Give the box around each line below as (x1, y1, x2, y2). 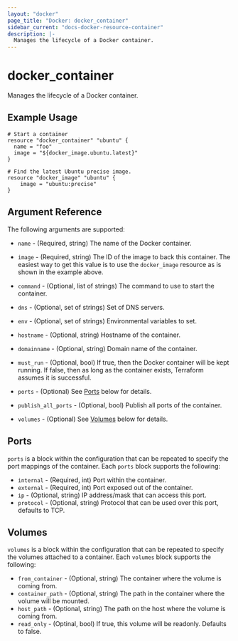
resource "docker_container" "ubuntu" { (7, 137, 129, 144)
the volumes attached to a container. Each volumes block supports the (7, 553, 212, 561)
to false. (17, 627, 42, 636)
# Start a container (7, 130, 69, 137)
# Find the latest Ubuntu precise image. (7, 168, 132, 175)
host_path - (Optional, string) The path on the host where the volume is (17, 605, 226, 613)
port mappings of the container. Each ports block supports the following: (7, 462, 221, 470)
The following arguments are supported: (7, 225, 126, 234)
